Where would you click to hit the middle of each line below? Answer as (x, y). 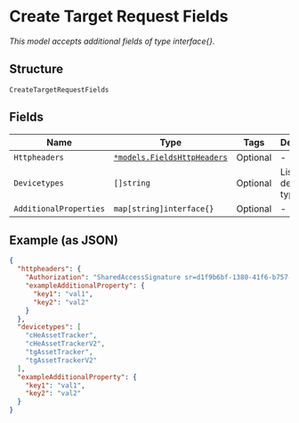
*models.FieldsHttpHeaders (171, 157)
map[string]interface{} (164, 208)
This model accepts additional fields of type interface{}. (112, 41)
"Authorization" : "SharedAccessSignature (103, 278)
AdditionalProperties (59, 208)
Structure (36, 69)
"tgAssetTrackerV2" (61, 360)
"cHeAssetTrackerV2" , (65, 344)
